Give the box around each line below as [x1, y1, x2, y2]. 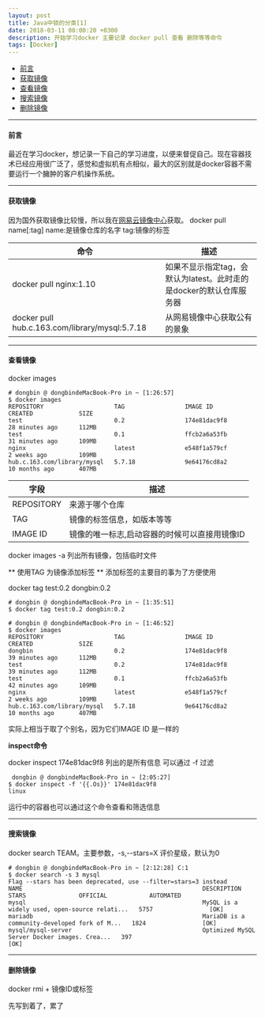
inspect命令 [8, 740, 47, 750]
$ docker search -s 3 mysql [8, 871, 101, 879]
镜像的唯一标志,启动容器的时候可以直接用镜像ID [69, 528, 245, 539]
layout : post [8, 11, 51, 20]
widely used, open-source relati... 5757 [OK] [8, 905, 224, 914]
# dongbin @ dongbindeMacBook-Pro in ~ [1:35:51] [8, 598, 175, 606]
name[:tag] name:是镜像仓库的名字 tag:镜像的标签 [8, 225, 170, 234]
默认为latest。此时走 [165, 273, 241, 284]
